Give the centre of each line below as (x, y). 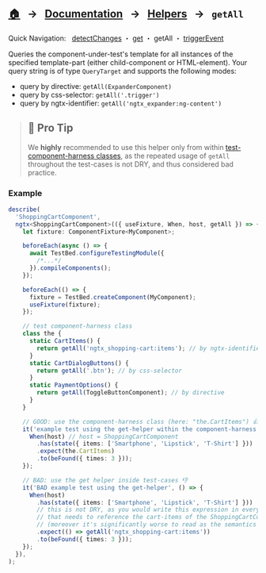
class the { (42, 334)
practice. (42, 172)
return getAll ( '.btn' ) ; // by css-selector (109, 371)
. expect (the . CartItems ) (76, 452)
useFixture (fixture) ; (65, 305)
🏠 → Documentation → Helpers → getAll (126, 14)
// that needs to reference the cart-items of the (122, 517)
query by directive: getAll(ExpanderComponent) (96, 86)
